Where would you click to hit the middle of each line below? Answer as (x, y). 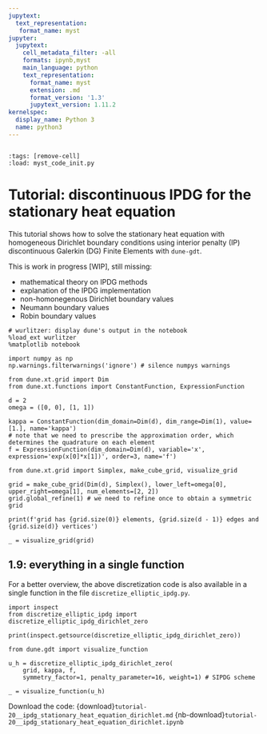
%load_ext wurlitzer (43, 337)
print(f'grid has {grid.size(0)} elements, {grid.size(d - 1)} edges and (134, 519)
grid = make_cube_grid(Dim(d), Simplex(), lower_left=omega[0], (118, 485)
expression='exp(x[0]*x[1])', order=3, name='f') (93, 457)
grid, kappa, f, (50, 670)
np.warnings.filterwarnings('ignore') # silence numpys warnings (119, 365)
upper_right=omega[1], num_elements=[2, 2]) (84, 491)
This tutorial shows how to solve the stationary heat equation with (117, 233)
